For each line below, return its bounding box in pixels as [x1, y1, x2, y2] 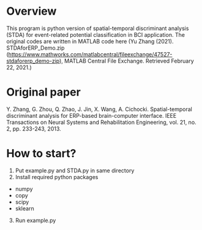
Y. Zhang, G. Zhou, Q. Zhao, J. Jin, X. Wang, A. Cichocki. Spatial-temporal [6, 105, 193, 113]
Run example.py [15, 217, 56, 224]
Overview [6, 4, 57, 18]
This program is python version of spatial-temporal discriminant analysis [6, 25, 189, 32]
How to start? [6, 147, 77, 161]
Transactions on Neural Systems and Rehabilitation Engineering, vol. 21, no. [6, 118, 197, 126]
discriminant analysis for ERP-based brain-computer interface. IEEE [6, 112, 177, 119]
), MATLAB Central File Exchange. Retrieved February [59, 57, 194, 64]
